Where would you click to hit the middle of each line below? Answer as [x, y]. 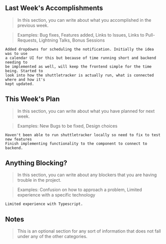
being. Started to [24, 71]
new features [19, 139]
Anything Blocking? [36, 163]
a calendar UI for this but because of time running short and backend [81, 58]
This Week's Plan [32, 99]
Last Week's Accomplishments [54, 8]
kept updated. [20, 84]
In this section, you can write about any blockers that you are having [87, 175]
